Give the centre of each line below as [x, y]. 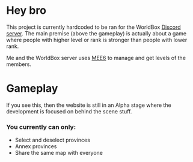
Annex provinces [36, 146]
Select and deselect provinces [52, 140]
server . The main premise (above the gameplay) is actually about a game [96, 33]
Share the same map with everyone [59, 153]
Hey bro [26, 10]
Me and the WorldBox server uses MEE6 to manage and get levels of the [96, 58]
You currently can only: [41, 127]
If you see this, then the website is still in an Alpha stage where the [89, 105]
